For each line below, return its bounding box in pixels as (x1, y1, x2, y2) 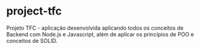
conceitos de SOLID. (6, 37, 58, 44)
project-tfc (6, 4, 62, 18)
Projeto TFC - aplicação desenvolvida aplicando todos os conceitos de (6, 24, 184, 31)
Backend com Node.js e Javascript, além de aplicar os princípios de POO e (6, 30, 195, 38)
